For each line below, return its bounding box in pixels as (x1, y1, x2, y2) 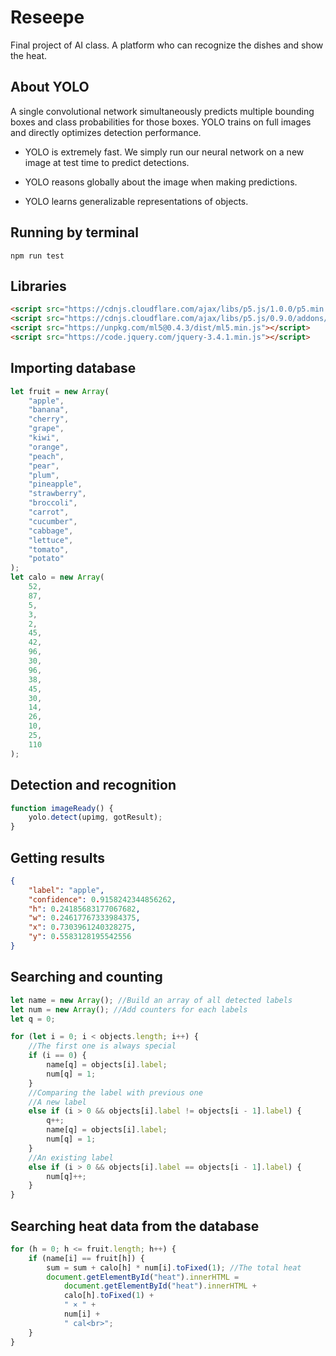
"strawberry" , (28, 489, 87, 499)
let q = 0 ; (10, 1014, 56, 1024)
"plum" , (28, 470, 60, 480)
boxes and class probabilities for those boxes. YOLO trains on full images (10, 116, 312, 128)
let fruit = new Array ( (10, 386, 110, 396)
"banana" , (28, 405, 70, 415)
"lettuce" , (28, 535, 74, 545)
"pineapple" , (28, 479, 83, 490)
